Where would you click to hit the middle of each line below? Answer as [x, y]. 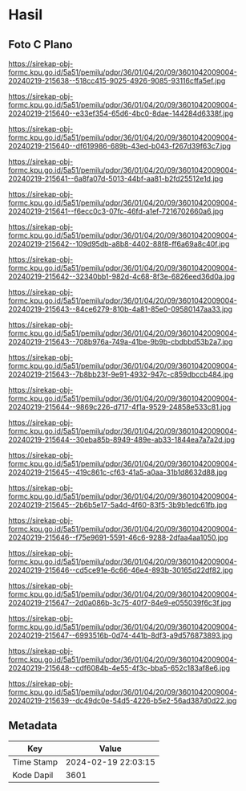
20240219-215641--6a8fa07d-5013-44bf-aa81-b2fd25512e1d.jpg [116, 179]
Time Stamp [35, 762]
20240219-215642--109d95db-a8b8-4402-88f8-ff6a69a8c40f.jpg [119, 244]
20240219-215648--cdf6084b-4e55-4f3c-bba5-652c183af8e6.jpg [119, 668]
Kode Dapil [33, 775]
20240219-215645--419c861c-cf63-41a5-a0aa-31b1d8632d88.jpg [118, 472]
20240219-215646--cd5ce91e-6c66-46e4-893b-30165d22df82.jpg [121, 570]
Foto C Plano [40, 45]
